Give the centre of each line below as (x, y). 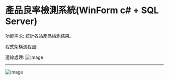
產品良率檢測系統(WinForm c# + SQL (82, 10)
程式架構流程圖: (21, 46)
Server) (21, 21)
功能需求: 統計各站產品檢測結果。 (39, 36)
